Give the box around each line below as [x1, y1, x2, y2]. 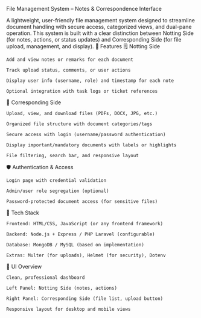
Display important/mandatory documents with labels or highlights [6, 142, 177, 148]
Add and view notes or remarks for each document [6, 57, 134, 63]
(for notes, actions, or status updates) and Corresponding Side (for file [6, 36, 182, 43]
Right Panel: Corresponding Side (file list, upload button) [6, 296, 164, 302]
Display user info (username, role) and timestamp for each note [6, 78, 174, 84]
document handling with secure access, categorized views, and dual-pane [6, 23, 192, 30]
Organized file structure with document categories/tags [6, 121, 153, 127]
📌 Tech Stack [6, 209, 39, 216]
